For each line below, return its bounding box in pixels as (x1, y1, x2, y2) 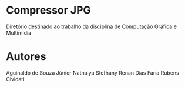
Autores (6, 50, 46, 63)
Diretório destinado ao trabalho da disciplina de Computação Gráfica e (6, 23, 177, 30)
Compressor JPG (6, 4, 91, 17)
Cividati (6, 75, 25, 82)
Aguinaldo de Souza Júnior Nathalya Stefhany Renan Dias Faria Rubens (6, 69, 179, 76)
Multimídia (6, 29, 31, 36)
